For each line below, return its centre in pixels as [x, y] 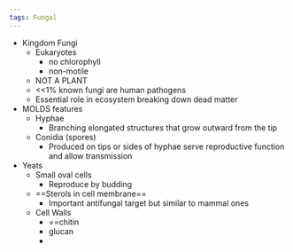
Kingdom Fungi [50, 43]
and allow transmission [90, 155]
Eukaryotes [56, 52]
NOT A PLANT [62, 80]
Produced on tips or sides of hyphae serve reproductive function [166, 146]
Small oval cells [63, 175]
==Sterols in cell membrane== [91, 193]
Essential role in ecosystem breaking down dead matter [136, 99]
